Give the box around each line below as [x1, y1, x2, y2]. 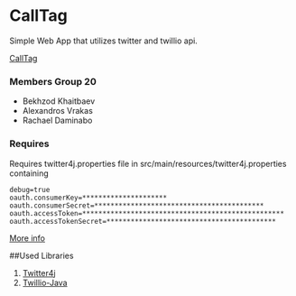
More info [9, 232, 46, 244]
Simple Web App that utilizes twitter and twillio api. [9, 35, 199, 46]
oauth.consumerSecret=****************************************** [9, 200, 264, 210]
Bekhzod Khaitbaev [22, 96, 96, 106]
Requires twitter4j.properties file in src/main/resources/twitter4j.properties [9, 158, 287, 169]
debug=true [9, 185, 51, 194]
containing [9, 168, 50, 179]
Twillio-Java [22, 277, 68, 288]
